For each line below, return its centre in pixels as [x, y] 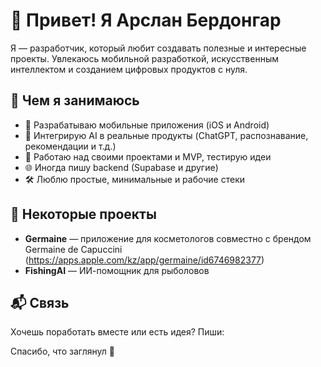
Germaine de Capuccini [73, 249]
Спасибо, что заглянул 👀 [62, 351]
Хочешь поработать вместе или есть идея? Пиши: [117, 332]
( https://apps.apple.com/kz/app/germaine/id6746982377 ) [144, 260]
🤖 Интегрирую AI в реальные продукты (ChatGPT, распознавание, [166, 135]
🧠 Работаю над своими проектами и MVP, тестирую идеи [148, 156]
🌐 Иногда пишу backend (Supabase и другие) [121, 167]
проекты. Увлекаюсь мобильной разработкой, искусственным [145, 58]
